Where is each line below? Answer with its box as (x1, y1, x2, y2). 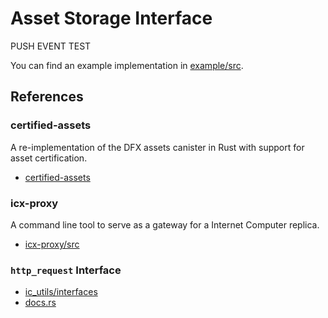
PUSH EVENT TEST (10, 40, 92, 52)
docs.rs (24, 297, 57, 309)
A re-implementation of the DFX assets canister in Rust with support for (10, 141, 305, 153)
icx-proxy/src (24, 238, 80, 250)
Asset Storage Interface (10, 7, 213, 30)
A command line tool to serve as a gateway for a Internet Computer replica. (10, 218, 320, 231)
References (10, 88, 84, 106)
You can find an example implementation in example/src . (10, 59, 244, 71)
